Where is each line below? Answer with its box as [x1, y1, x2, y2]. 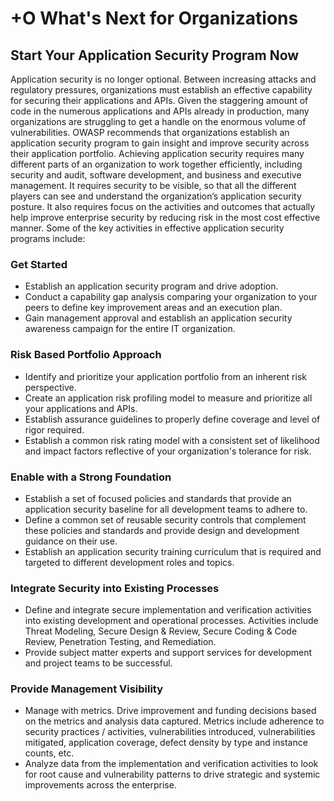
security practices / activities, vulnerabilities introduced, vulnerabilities [24, 726, 316, 738]
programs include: [10, 233, 86, 244]
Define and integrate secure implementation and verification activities [24, 604, 312, 616]
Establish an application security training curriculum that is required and [24, 545, 322, 557]
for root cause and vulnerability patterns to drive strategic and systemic [24, 768, 321, 781]
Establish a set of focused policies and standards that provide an [24, 492, 292, 504]
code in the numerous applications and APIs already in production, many [10, 105, 310, 117]
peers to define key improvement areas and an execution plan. [24, 302, 283, 314]
